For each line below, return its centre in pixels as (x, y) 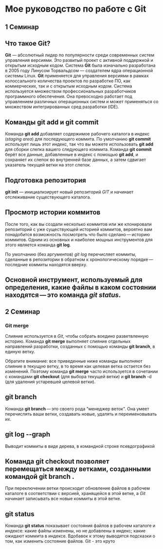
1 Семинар (22, 27)
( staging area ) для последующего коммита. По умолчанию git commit (78, 139)
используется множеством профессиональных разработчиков (71, 91)
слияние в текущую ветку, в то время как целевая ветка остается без (78, 366)
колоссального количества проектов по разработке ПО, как (68, 81)
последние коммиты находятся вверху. (46, 264)
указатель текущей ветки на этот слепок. (48, 165)
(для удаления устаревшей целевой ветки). (50, 382)
